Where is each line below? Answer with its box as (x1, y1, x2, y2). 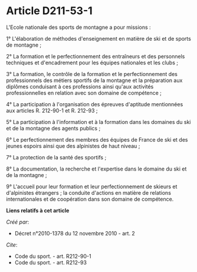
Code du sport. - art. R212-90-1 (14, 253, 91, 260)
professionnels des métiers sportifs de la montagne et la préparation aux (6, 77, 183, 84)
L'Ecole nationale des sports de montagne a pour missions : (6, 24, 152, 31)
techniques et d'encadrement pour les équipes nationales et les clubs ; (6, 59, 179, 66)
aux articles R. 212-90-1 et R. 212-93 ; (6, 107, 98, 114)
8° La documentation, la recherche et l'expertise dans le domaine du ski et (6, 165, 187, 172)
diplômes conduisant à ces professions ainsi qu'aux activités (6, 83, 154, 90)
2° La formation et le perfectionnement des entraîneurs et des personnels (6, 53, 185, 60)
